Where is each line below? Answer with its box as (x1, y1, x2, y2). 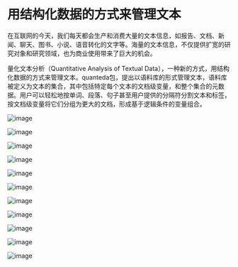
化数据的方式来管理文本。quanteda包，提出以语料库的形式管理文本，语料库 (7, 72, 228, 82)
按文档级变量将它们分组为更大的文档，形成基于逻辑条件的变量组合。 (7, 99, 206, 108)
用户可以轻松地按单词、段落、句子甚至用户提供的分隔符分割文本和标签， (19, 90, 231, 99)
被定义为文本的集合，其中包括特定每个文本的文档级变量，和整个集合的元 (7, 82, 218, 90)
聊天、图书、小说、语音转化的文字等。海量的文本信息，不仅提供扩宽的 (19, 40, 225, 48)
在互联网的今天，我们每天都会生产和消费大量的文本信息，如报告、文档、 (7, 31, 218, 40)
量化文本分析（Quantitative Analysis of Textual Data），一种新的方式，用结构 (7, 64, 230, 72)
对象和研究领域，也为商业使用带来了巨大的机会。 (13, 49, 157, 58)
